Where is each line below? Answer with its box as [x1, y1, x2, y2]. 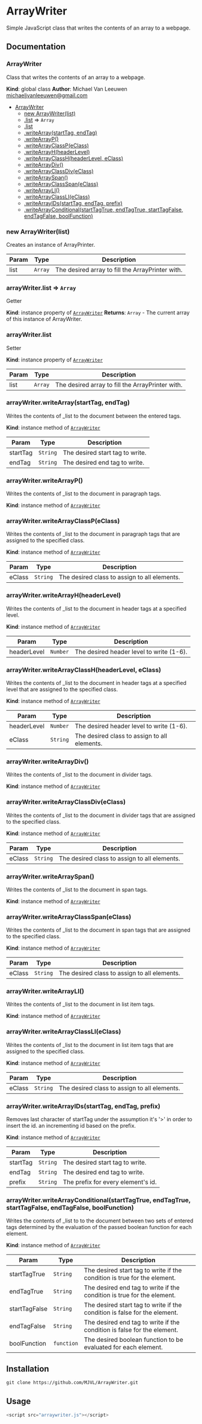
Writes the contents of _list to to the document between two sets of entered [6, 1217, 194, 1224]
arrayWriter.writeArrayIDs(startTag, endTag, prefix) [6, 1102, 161, 1110]
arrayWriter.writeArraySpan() [6, 872, 94, 880]
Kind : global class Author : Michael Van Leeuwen [6, 85, 127, 92]
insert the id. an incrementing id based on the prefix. [6, 1122, 136, 1130]
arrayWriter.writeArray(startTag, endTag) [6, 398, 130, 407]
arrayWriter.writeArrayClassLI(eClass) [6, 1028, 121, 1036]
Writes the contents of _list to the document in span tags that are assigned [6, 926, 191, 933]
